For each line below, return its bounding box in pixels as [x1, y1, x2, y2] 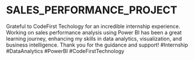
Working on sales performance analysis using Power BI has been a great [6, 29, 182, 36]
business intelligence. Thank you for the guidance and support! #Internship [6, 41, 188, 48]
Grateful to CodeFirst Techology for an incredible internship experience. [6, 23, 180, 30]
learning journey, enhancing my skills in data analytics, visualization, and [6, 35, 182, 42]
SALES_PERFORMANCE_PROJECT [6, 3, 178, 17]
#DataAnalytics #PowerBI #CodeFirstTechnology [6, 47, 125, 54]
